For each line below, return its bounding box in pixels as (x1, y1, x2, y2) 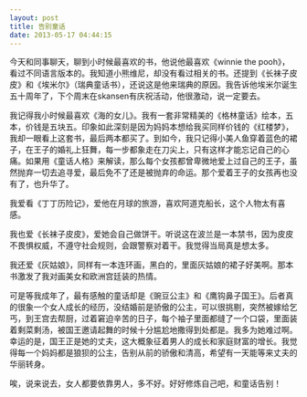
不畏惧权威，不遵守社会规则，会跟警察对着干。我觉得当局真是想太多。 (9, 240, 274, 251)
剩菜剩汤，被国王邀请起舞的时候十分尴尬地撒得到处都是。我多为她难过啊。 (16, 325, 298, 336)
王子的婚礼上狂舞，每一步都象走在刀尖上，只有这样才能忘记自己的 (33, 144, 281, 155)
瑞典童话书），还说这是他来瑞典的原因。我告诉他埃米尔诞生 (77, 79, 298, 90)
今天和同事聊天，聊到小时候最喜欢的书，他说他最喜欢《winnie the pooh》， (9, 57, 291, 68)
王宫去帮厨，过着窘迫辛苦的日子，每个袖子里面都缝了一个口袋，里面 (33, 313, 290, 324)
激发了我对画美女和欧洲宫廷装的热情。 (16, 271, 162, 282)
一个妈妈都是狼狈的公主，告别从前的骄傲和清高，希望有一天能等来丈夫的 (25, 348, 298, 359)
